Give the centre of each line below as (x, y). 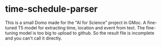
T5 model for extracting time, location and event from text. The (81, 27)
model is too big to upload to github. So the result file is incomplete (87, 33)
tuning (12, 33)
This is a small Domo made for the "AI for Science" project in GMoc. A (76, 23)
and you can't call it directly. (34, 38)
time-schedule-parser (52, 9)
